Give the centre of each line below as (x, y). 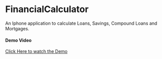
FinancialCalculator (47, 9)
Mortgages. (17, 28)
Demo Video (18, 40)
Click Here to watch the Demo (36, 51)
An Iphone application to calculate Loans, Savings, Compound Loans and (81, 23)
